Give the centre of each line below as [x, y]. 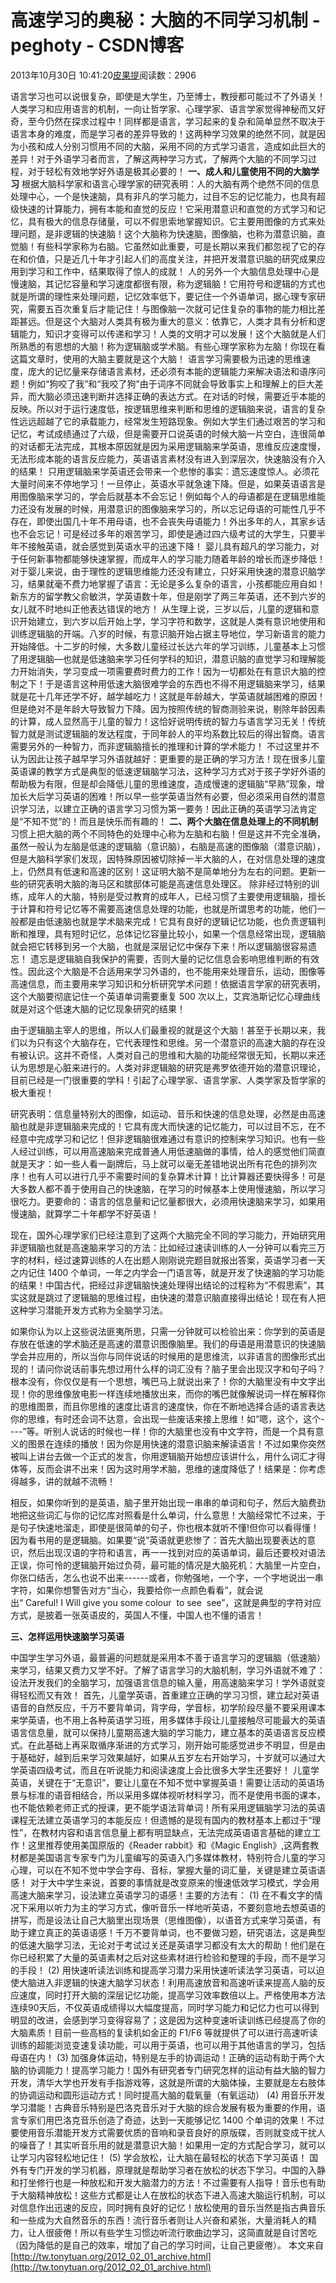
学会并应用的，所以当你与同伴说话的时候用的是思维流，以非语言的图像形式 [163, 1356]
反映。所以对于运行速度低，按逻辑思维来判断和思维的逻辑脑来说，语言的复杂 [168, 408]
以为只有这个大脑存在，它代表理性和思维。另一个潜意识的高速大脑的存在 [167, 1042]
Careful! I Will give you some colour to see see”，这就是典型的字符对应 [173, 1602]
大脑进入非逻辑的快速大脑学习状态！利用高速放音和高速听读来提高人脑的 [167, 1982]
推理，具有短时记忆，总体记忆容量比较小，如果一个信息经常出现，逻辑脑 [176, 933]
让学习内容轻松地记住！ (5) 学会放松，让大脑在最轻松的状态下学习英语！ [159, 2157]
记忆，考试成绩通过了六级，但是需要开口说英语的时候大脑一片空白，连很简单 [168, 433]
